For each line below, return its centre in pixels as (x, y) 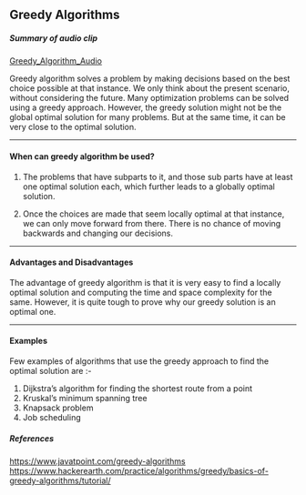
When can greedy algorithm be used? (82, 156)
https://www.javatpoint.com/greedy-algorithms (98, 461)
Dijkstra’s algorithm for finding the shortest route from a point (138, 388)
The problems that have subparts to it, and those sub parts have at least (158, 177)
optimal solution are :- (51, 370)
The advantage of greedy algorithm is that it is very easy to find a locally (145, 282)
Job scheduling (52, 417)
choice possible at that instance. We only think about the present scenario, (149, 88)
